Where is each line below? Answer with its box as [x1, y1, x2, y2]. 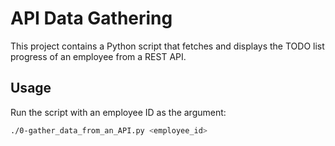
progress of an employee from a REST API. [10, 50, 187, 62]
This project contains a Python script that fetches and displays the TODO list [10, 40, 325, 52]
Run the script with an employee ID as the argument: [10, 106, 227, 118]
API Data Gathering [10, 7, 173, 30]
